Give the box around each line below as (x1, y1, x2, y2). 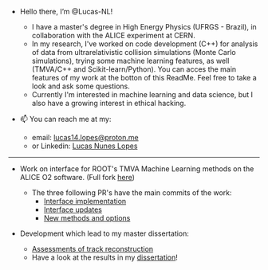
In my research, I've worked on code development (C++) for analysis (31, 39, 258, 49)
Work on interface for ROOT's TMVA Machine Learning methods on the (19, 164, 254, 174)
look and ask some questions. (31, 81, 130, 91)
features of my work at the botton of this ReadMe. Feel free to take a (31, 73, 257, 82)
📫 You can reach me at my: (19, 115, 112, 123)
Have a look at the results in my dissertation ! (31, 252, 178, 262)
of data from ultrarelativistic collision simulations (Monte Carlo (31, 48, 237, 57)
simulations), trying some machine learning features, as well (31, 56, 230, 65)
